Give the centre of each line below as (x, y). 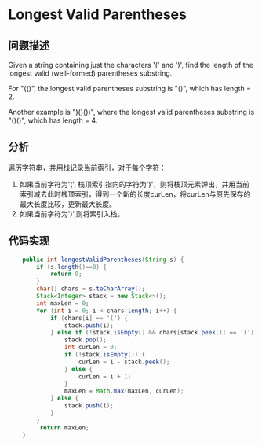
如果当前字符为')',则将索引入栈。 (72, 213)
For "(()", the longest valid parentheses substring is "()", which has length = (129, 88)
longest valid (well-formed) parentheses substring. (90, 73)
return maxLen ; (64, 428)
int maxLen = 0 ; (63, 303)
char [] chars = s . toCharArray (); (91, 289)
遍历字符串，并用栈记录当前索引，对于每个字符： (87, 168)
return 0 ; (66, 274)
